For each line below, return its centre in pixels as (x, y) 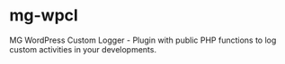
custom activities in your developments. (83, 49)
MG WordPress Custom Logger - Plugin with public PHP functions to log (143, 40)
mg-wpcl (44, 16)
